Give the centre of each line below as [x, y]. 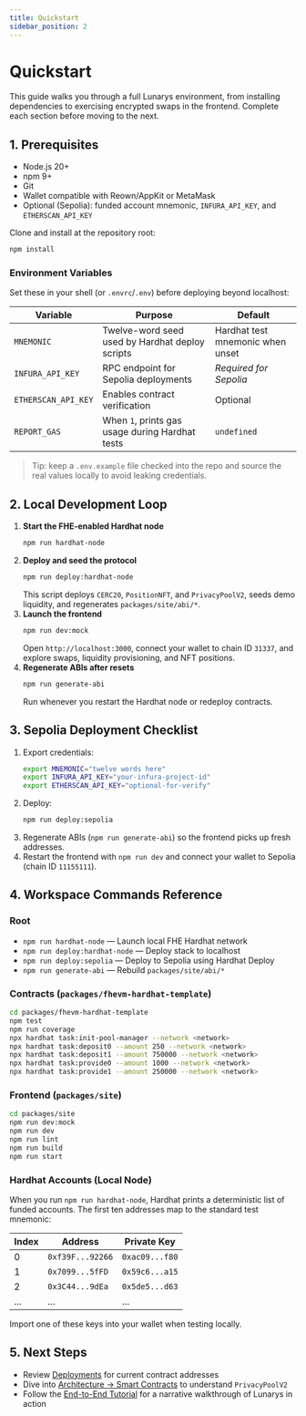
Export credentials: [58, 752]
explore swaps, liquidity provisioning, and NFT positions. [128, 657]
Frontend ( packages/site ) [66, 1095]
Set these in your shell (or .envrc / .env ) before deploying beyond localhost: [149, 293]
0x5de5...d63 [150, 1286]
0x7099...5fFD [78, 1271]
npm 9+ [37, 176]
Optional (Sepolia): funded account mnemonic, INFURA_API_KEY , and [149, 205]
